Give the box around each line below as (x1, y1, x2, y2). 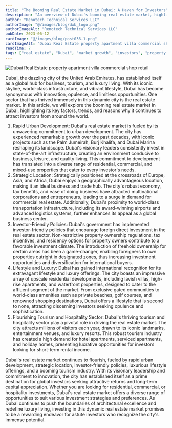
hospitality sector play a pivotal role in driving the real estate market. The (12, 319, 167, 325)
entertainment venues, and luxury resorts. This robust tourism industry (12, 330, 162, 337)
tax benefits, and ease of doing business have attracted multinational (12, 188, 159, 194)
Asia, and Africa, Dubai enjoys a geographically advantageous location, (12, 177, 164, 183)
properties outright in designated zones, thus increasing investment (12, 254, 156, 260)
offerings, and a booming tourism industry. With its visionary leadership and (5, 367, 165, 374)
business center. (12, 215, 48, 221)
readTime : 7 (5, 46, 31, 51)
